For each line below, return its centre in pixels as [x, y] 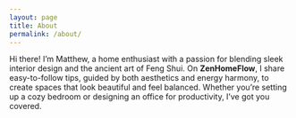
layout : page [34, 17]
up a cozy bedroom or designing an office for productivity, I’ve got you [140, 97]
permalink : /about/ [46, 34]
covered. [25, 106]
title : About [34, 26]
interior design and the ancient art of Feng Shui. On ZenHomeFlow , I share [147, 68]
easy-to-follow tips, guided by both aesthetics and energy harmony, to [140, 78]
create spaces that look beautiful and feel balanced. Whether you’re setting [148, 87]
